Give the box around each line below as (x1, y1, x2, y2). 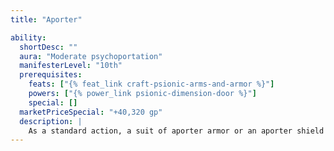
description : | (19, 116, 83, 126)
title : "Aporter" (10, 14, 83, 25)
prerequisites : (19, 70, 83, 80)
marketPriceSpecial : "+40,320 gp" (19, 107, 163, 117)
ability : (10, 32, 47, 43)
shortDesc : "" (19, 42, 78, 52)
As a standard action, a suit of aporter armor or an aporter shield (28, 126, 325, 136)
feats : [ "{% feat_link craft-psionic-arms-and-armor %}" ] (28, 79, 275, 90)
